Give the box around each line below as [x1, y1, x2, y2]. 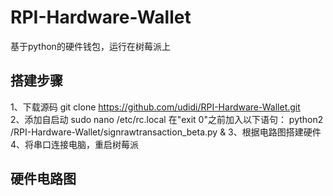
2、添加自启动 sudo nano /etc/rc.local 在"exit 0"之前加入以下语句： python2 [10, 113, 324, 125]
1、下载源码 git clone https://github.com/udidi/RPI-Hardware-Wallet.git [10, 101, 301, 113]
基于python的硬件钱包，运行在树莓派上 [10, 40, 171, 52]
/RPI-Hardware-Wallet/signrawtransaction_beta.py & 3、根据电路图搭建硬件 [10, 126, 322, 138]
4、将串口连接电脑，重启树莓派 [10, 138, 140, 150]
